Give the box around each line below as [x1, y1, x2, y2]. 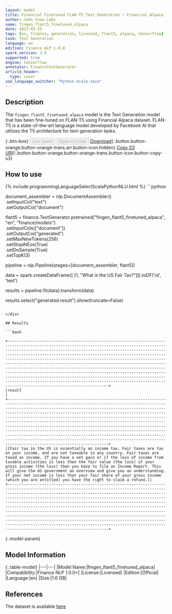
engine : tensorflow [5, 60, 47, 65]
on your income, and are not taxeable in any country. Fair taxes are [5, 451, 159, 456]
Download [90, 138, 112, 144]
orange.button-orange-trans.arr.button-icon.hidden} [5, 144, 116, 150]
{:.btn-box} [5, 138, 29, 144]
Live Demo [32, 139, 53, 144]
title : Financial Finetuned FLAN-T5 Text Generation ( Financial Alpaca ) [5, 12, 168, 17]
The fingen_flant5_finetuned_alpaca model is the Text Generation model [5, 111, 160, 118]
